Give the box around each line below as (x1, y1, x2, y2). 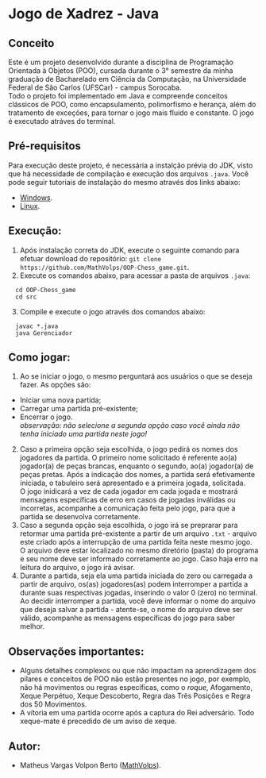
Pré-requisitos (8, 140, 82, 153)
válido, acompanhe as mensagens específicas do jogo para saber (19, 613, 236, 623)
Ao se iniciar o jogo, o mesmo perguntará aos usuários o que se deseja (19, 372, 253, 381)
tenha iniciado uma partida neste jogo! (19, 429, 148, 439)
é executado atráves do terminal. (8, 117, 116, 125)
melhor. (19, 622, 45, 631)
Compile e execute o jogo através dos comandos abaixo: (19, 306, 206, 316)
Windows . (19, 192, 53, 202)
